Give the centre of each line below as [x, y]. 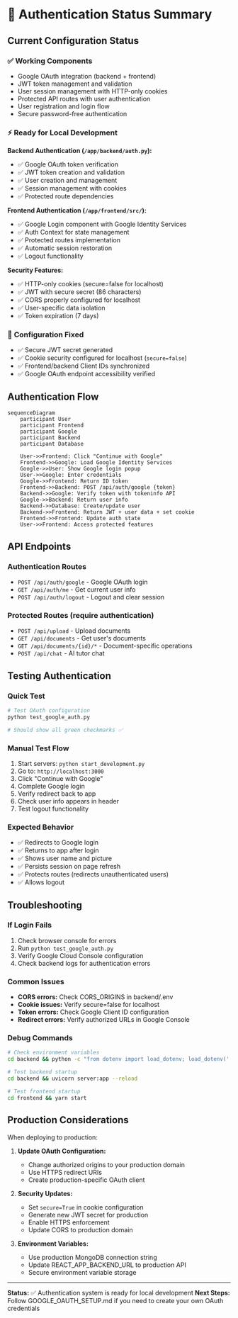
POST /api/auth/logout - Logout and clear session [91, 597]
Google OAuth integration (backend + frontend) [87, 76]
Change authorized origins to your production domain [107, 1164]
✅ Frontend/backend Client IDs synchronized [84, 366]
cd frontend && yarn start [47, 1098]
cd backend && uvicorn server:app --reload [73, 1079]
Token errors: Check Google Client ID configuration [93, 1012]
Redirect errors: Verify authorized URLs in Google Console [103, 1020]
